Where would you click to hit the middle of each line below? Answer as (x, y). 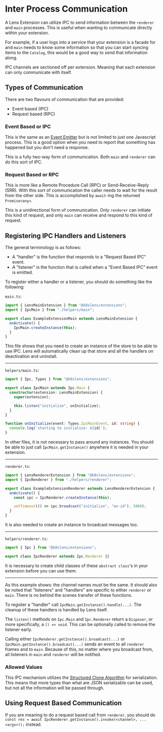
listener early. (19, 629)
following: (15, 287)
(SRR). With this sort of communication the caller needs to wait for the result (81, 190)
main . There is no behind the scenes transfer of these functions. (69, 595)
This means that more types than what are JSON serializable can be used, (79, 683)
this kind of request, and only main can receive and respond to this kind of (79, 215)
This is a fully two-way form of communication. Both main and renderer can (80, 157)
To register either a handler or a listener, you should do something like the (79, 282)
